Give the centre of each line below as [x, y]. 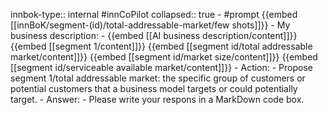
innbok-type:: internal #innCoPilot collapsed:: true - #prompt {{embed [154, 14]
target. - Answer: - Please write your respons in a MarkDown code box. [157, 99]
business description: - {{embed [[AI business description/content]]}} [154, 35]
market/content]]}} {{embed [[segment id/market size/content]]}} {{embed [164, 57]
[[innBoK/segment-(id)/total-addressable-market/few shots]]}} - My [150, 25]
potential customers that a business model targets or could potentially [154, 88]
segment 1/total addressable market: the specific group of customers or [158, 78]
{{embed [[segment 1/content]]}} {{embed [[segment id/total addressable [161, 46]
